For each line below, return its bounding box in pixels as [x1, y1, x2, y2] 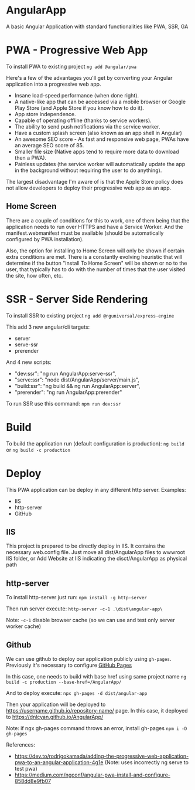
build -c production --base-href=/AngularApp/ [6, 679, 122, 685]
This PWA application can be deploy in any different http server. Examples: [6, 486, 186, 493]
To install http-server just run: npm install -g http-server [6, 594, 148, 601]
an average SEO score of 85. [14, 141, 84, 148]
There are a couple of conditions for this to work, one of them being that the [6, 217, 190, 224]
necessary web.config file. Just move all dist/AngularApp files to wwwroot [6, 549, 186, 556]
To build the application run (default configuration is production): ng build [6, 440, 184, 447]
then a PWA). [14, 154, 47, 161]
